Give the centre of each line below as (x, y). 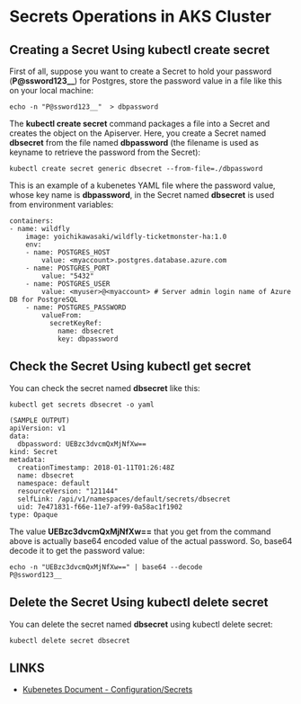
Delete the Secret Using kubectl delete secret (139, 603)
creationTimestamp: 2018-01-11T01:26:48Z (96, 468)
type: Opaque (34, 514)
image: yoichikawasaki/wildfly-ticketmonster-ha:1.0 (126, 236)
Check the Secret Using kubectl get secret (130, 366)
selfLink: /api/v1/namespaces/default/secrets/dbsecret (124, 499)
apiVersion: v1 (38, 428)
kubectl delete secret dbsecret (70, 640)
